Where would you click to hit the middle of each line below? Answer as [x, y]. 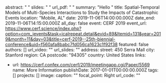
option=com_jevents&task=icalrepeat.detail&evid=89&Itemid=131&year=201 [83, 34]
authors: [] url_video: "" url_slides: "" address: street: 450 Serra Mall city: [80, 50]
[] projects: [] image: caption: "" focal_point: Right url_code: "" [76, 75]
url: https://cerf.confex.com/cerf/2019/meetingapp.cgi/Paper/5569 [81, 65]
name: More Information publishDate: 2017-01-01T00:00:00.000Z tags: [85, 70]
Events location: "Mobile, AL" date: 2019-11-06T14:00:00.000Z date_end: [80, 18]
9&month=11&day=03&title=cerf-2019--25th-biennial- [60, 39]
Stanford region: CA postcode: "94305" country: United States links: [75, 55]
